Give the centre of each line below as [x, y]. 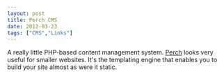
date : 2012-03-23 [32, 26]
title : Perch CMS [32, 20]
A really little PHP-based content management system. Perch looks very [110, 52]
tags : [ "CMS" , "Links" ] [40, 33]
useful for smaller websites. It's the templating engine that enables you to [112, 60]
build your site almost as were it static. [62, 67]
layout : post [26, 13]
